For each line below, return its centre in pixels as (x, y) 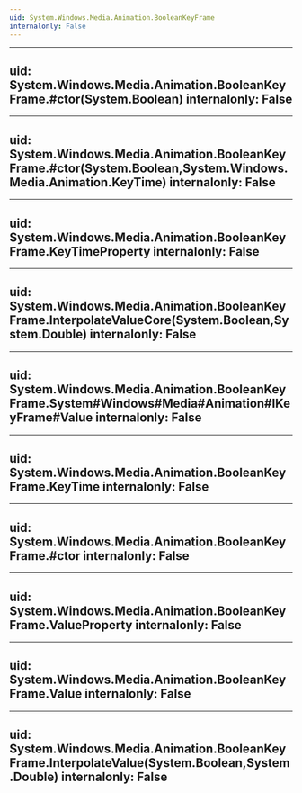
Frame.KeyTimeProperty (80, 252)
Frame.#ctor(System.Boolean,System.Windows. (149, 168)
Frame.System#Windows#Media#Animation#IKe (150, 404)
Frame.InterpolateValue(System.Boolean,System (150, 763)
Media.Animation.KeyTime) (88, 182)
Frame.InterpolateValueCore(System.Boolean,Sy (149, 320)
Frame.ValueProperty (71, 625)
